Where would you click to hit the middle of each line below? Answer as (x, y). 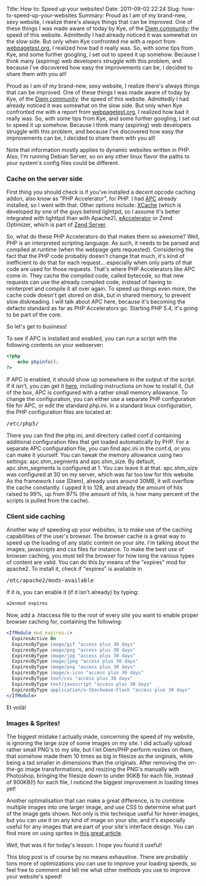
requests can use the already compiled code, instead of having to (89, 282)
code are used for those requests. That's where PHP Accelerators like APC (101, 269)
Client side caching (36, 516)
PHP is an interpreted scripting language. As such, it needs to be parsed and (103, 243)
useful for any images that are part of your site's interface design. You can (100, 827)
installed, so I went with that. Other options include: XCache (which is (94, 205)
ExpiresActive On (34, 638)
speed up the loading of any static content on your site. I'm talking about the (103, 543)
